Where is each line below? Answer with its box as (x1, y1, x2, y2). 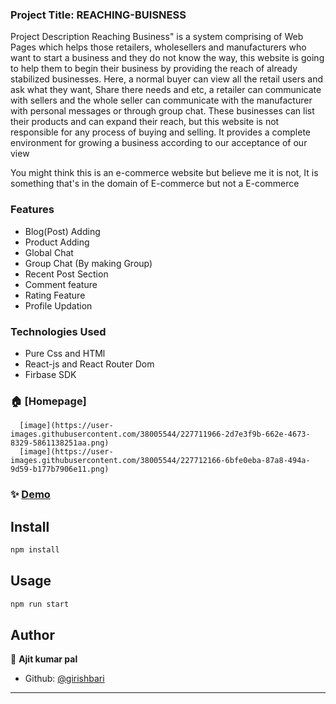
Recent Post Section (24, 268, 109, 280)
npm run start (10, 599, 70, 609)
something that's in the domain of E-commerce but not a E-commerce (10, 178, 300, 190)
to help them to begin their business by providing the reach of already (10, 63, 298, 75)
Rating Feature (24, 289, 86, 301)
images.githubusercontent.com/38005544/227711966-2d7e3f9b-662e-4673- (10, 429, 311, 440)
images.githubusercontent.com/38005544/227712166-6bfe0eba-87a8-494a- (10, 456, 311, 466)
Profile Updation (24, 299, 93, 312)
